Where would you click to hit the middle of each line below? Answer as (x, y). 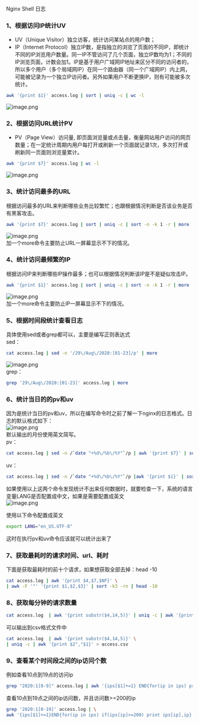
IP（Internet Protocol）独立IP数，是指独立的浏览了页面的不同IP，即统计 (102, 47)
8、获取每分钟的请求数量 (41, 603)
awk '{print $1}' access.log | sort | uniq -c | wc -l (75, 96)
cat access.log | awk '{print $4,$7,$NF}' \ (62, 581)
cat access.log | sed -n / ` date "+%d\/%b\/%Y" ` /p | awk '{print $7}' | (97, 453)
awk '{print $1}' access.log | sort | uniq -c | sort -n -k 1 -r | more (98, 285)
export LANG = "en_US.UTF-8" (39, 526)
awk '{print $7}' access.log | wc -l (53, 164)
